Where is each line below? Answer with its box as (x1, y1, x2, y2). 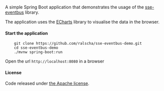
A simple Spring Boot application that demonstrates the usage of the (5, 4, 144, 10)
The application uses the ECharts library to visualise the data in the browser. (5, 19, 160, 25)
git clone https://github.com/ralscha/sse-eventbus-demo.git (14, 41, 142, 46)
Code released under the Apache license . (5, 81, 90, 87)
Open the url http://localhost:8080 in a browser (5, 59, 104, 64)
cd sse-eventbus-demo (14, 45, 58, 51)
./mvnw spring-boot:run (14, 50, 63, 55)
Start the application (5, 30, 48, 36)
